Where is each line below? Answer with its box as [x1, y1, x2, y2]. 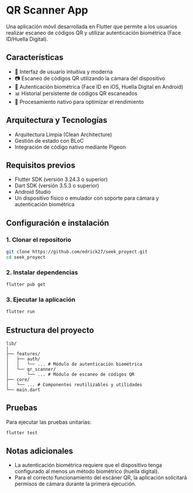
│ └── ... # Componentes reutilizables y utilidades [6, 381, 143, 388]
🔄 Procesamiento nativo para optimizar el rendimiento [14, 98, 144, 105]
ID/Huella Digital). [6, 35, 49, 42]
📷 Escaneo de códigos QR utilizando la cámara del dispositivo [14, 75, 166, 82]
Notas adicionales [6, 446, 73, 456]
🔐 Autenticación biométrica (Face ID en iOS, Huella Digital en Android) [14, 83, 184, 90]
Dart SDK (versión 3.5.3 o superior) [14, 182, 99, 189]
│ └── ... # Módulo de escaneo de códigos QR [6, 371, 135, 377]
